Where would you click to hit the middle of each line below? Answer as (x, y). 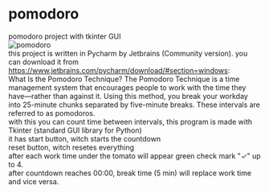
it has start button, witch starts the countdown (85, 138)
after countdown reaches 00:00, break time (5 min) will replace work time (130, 173)
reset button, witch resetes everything (71, 147)
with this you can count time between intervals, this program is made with (130, 121)
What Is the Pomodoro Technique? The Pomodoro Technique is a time (124, 79)
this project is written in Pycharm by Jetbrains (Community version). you (128, 53)
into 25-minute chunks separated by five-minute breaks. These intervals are (134, 105)
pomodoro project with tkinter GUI (65, 36)
